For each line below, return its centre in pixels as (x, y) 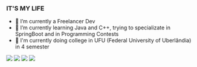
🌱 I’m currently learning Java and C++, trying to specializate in (93, 28)
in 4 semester (32, 47)
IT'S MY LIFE (25, 8)
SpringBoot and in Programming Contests (67, 34)
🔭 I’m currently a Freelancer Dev (55, 22)
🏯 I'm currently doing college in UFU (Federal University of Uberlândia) (103, 41)
